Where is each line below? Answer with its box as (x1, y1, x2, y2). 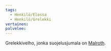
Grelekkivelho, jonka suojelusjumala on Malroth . (5, 40, 106, 46)
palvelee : (5, 26, 27, 31)
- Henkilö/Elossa (10, 12, 47, 17)
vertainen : (5, 21, 29, 27)
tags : (5, 7, 17, 13)
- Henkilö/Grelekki (10, 17, 52, 22)
